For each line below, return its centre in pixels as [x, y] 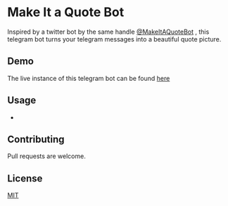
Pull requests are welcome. [46, 156]
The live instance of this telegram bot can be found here [89, 78]
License [25, 178]
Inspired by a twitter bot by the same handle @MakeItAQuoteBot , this [108, 32]
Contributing [36, 139]
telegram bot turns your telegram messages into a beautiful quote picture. [114, 39]
